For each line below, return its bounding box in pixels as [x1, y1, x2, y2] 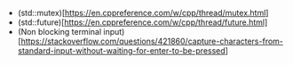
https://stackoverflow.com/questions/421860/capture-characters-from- [20, 36, 284, 46]
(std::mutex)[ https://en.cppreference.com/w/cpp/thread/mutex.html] [17, 8, 269, 18]
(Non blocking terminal [17, 27, 102, 37]
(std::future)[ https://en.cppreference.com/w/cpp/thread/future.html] [17, 17, 268, 28]
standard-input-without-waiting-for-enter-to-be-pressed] [17, 45, 229, 56]
